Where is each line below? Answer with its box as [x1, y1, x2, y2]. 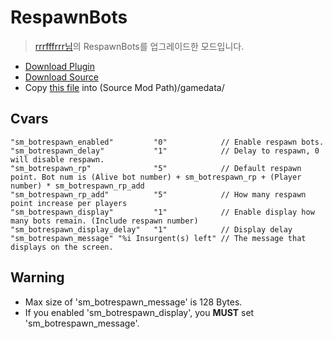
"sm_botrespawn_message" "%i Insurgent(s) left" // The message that [10, 233, 307, 243]
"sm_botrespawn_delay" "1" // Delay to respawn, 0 [10, 146, 320, 156]
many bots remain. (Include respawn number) [10, 216, 199, 226]
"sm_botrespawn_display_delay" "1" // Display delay [10, 224, 293, 235]
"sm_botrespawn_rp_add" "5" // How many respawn [10, 189, 307, 200]
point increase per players [10, 198, 128, 208]
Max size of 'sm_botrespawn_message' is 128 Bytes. [24, 296, 243, 308]
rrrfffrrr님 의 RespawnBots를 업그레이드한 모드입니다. [34, 40, 245, 52]
